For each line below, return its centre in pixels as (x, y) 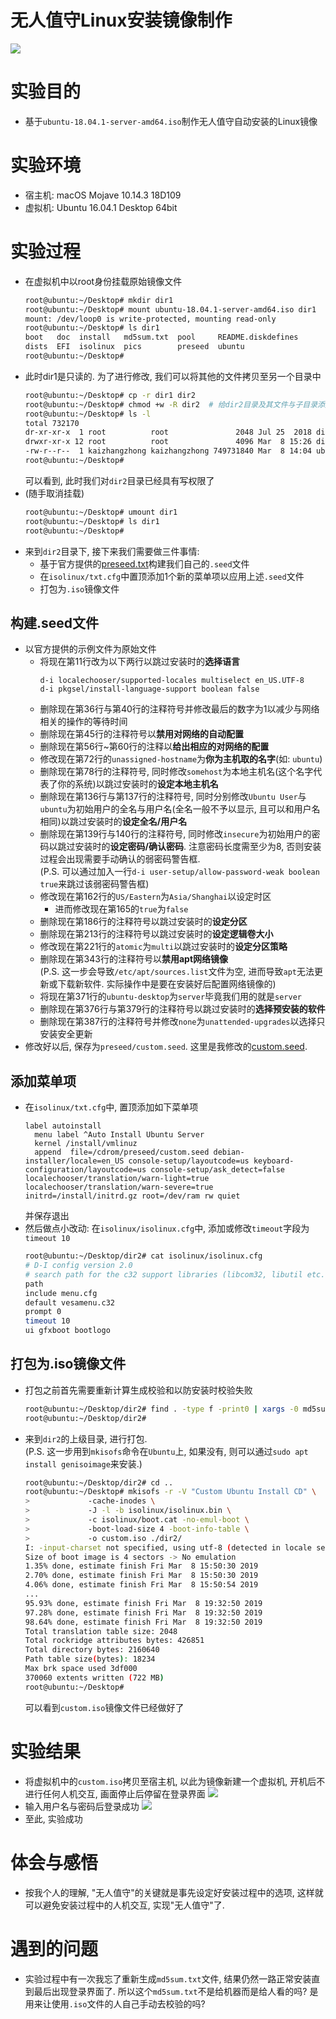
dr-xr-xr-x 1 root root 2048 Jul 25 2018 (168, 432)
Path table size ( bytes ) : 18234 (90, 1659)
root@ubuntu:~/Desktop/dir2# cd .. (99, 1482)
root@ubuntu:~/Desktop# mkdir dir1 (99, 300)
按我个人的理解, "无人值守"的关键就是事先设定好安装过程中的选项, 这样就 (174, 1892)
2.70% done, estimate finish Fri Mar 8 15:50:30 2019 (141, 1576)
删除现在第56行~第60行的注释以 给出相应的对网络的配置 (154, 747)
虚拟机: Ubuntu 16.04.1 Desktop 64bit (101, 207)
